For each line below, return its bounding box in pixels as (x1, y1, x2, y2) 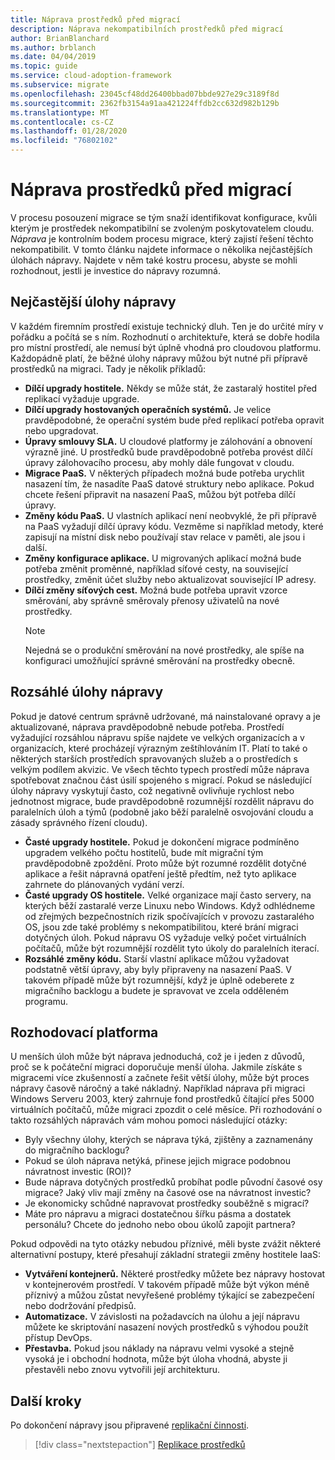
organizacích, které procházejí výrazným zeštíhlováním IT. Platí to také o (10, 742, 308, 754)
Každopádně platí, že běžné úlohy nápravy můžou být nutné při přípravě (10, 352, 308, 364)
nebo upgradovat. (24, 424, 99, 436)
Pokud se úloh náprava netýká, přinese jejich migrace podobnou (24, 1155, 292, 1167)
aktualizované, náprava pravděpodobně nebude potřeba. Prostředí (10, 721, 285, 733)
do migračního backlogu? (24, 1144, 130, 1156)
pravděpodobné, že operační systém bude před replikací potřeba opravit (24, 414, 325, 426)
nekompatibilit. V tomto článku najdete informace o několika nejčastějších (10, 243, 313, 255)
